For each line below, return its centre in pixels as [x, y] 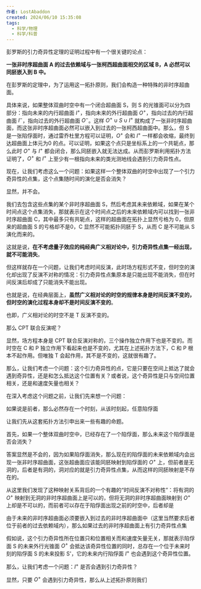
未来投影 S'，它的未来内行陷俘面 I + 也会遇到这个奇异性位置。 [119, 553]
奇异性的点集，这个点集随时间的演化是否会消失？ [66, 179]
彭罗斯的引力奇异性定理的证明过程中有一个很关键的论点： [77, 52]
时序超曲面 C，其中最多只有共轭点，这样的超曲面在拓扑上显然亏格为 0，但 [98, 219]
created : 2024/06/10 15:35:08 [44, 17]
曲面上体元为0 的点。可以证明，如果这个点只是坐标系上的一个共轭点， [103, 143]
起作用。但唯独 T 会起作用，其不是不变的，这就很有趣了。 [88, 356]
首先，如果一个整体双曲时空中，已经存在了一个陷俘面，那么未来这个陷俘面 [98, 434]
